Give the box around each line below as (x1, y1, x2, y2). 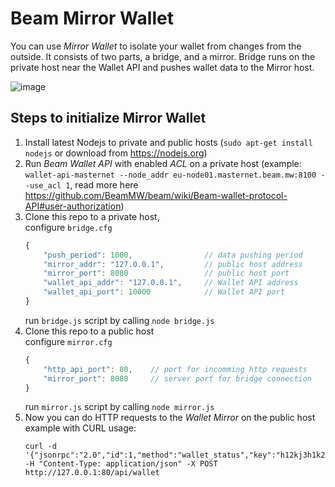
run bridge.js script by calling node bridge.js (24, 314, 215, 326)
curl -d (24, 442, 57, 452)
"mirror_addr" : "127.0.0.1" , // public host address (43, 259, 303, 269)
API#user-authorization (24, 200, 122, 212)
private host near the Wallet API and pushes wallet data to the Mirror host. (10, 61, 315, 73)
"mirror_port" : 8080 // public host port (43, 268, 290, 279)
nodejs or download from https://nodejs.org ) (24, 147, 208, 159)
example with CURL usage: (24, 422, 137, 434)
